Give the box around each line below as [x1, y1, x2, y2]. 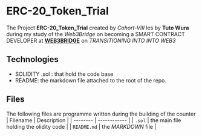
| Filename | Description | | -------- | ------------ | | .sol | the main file [6, 116, 181, 124]
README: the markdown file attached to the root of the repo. [15, 76, 167, 84]
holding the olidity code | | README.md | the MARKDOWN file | [6, 123, 157, 130]
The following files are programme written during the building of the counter [6, 110, 196, 117]
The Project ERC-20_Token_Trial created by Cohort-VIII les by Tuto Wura [6, 24, 189, 31]
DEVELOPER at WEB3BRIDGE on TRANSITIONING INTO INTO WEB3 [6, 37, 176, 44]
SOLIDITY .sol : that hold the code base [15, 70, 114, 78]
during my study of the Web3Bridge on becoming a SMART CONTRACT [6, 30, 186, 37]
